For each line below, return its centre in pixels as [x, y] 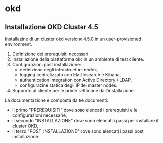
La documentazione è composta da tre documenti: [57, 100]
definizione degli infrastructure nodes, [59, 70]
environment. [19, 44]
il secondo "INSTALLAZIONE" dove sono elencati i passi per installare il [85, 120]
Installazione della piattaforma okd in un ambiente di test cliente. [78, 59]
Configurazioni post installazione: [46, 64]
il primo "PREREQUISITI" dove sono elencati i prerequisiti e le [75, 110]
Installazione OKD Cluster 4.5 [52, 27]
